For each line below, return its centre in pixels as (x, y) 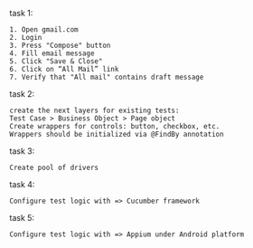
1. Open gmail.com (44, 30)
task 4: (22, 184)
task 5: (22, 218)
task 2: (22, 94)
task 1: (21, 13)
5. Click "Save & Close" (56, 62)
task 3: (22, 151)
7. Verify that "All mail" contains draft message (107, 77)
